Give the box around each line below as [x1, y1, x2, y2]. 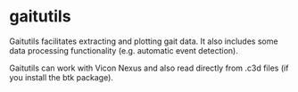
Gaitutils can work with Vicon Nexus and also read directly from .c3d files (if [9, 63, 289, 73]
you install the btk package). [9, 71, 114, 82]
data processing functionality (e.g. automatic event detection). [9, 45, 238, 55]
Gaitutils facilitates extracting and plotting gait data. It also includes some [9, 36, 278, 46]
